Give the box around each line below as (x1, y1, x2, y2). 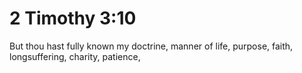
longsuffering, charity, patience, (9, 50, 141, 62)
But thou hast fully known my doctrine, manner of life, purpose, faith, (9, 40, 294, 52)
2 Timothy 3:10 (9, 7, 137, 30)
